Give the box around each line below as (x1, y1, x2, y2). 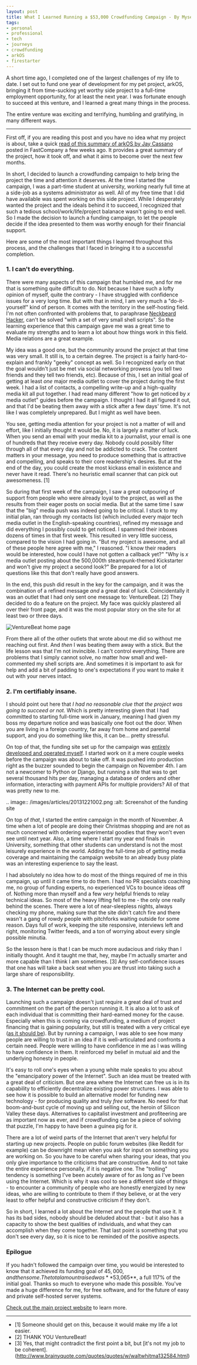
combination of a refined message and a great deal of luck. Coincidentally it (6, 587, 189, 594)
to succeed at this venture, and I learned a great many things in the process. (6, 99, 191, 106)
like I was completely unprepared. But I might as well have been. (6, 409, 161, 416)
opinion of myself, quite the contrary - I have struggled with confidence (6, 291, 179, 298)
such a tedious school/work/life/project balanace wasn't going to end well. (6, 207, 186, 215)
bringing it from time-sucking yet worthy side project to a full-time (6, 87, 166, 94)
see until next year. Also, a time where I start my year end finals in (6, 835, 165, 842)
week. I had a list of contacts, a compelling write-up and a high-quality (6, 384, 177, 391)
